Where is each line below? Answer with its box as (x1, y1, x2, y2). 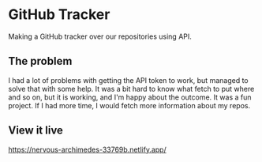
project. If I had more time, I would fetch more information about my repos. (8, 100, 251, 110)
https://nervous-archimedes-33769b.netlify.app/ (8, 145, 167, 154)
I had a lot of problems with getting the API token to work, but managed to (8, 75, 249, 85)
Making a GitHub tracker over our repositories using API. (8, 32, 192, 41)
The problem (8, 55, 73, 68)
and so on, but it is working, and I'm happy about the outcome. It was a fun (8, 92, 252, 102)
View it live (8, 124, 63, 138)
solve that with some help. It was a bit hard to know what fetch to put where (8, 84, 255, 93)
